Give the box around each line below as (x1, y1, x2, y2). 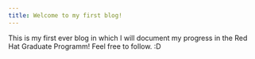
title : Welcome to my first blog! (8, 11, 123, 20)
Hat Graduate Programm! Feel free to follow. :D (8, 41, 161, 51)
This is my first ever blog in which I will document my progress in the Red (8, 33, 248, 42)
